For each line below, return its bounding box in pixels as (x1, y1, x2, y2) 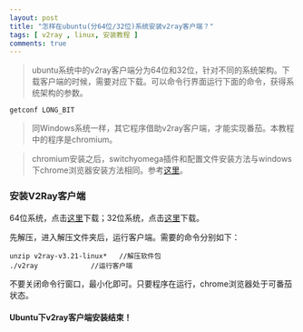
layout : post (9, 13, 59, 23)
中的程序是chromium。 (31, 134, 118, 146)
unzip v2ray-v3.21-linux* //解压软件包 (9, 251, 161, 260)
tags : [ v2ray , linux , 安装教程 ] (9, 30, 139, 39)
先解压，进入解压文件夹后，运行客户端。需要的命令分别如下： (9, 231, 240, 242)
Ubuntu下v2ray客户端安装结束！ (9, 312, 132, 323)
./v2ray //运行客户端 (9, 261, 133, 270)
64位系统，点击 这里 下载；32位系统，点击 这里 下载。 (9, 212, 204, 223)
